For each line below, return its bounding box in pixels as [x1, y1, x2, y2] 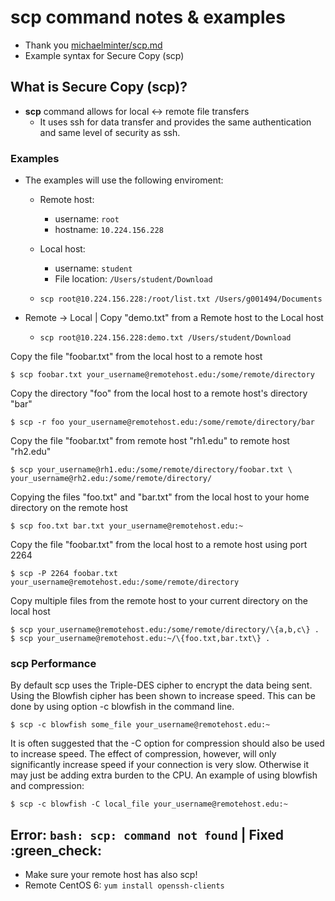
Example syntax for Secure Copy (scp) [24, 49, 185, 61]
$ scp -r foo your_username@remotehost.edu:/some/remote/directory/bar [10, 417, 315, 428]
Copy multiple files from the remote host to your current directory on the [10, 595, 309, 607]
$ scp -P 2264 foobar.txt [10, 569, 118, 579]
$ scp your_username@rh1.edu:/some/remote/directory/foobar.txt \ [10, 465, 293, 475]
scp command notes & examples [10, 6, 286, 29]
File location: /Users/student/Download [54, 273, 213, 285]
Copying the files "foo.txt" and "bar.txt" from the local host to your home [10, 491, 310, 503]
